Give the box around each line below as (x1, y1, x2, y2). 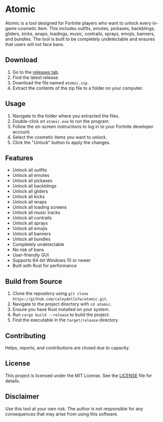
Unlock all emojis (12, 225, 48, 231)
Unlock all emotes (12, 172, 50, 178)
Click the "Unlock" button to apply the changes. (12, 139, 111, 145)
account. (12, 128, 31, 134)
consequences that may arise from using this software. (5, 411, 119, 417)
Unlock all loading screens (12, 204, 67, 210)
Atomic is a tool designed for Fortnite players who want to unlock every (5, 20, 152, 26)
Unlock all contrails (12, 215, 52, 221)
